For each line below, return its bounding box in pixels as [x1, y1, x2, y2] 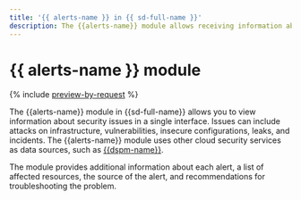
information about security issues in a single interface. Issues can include [9, 116, 280, 127]
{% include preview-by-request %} [9, 89, 139, 100]
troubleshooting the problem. [9, 180, 117, 192]
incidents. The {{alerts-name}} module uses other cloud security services [9, 135, 282, 146]
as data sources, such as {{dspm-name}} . [9, 145, 164, 155]
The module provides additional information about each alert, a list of [9, 162, 264, 172]
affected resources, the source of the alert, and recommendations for [9, 171, 266, 182]
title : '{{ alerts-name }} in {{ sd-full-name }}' [9, 12, 202, 22]
